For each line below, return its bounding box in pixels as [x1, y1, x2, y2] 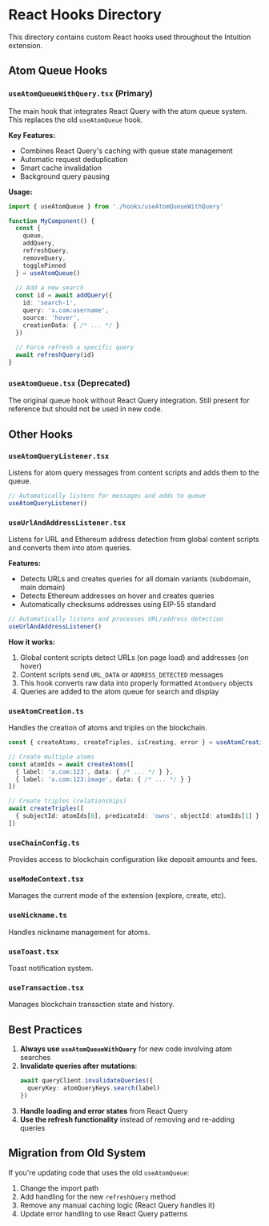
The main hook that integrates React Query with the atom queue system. [8, 106, 248, 115]
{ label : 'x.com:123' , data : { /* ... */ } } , [15, 767, 174, 775]
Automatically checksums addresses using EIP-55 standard [19, 600, 216, 609]
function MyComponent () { [8, 216, 94, 225]
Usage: [8, 187, 34, 196]
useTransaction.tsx [8, 983, 84, 992]
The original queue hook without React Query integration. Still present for [8, 395, 250, 406]
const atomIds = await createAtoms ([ [8, 760, 134, 768]
